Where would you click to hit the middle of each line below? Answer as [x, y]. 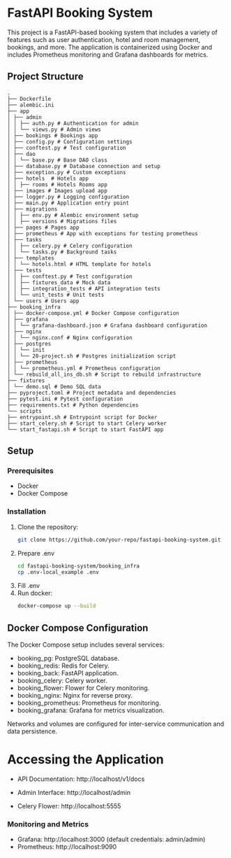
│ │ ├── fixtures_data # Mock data [59, 282]
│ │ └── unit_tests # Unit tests [56, 295]
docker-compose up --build [57, 606]
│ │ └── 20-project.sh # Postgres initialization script [92, 356]
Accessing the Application [85, 760]
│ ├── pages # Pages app [43, 227]
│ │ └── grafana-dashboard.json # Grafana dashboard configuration [107, 325]
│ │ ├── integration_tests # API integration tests [84, 288]
